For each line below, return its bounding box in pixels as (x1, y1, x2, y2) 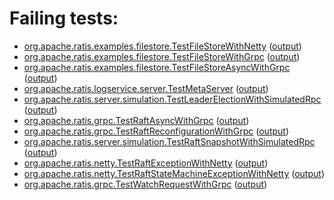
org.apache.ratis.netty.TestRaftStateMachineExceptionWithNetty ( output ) (23, 167, 325, 179)
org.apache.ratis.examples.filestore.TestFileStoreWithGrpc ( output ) (23, 50, 301, 62)
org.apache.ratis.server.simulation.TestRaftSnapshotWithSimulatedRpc (23, 135, 316, 147)
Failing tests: (9, 7, 119, 30)
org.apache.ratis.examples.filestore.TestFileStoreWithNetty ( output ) (23, 40, 302, 52)
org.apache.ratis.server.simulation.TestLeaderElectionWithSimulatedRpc (23, 93, 322, 105)
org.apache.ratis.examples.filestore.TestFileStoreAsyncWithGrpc (23, 61, 291, 73)
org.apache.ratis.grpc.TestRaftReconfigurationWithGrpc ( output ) (23, 125, 290, 137)
